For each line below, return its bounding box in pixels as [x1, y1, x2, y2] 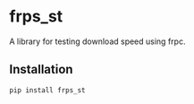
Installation [9, 62, 73, 77]
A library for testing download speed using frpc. [9, 36, 186, 47]
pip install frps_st [9, 85, 87, 95]
